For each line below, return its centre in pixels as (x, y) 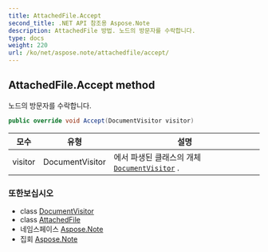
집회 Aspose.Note (49, 239)
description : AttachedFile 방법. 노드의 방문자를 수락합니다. (102, 30)
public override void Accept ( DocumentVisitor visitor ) (101, 121)
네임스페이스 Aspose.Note (61, 229)
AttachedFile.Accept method (82, 85)
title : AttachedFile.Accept (55, 16)
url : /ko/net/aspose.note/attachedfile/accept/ (89, 53)
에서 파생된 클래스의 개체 (158, 157)
